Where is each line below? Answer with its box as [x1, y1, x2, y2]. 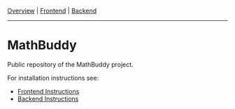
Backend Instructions [17, 94, 79, 103]
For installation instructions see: [7, 74, 99, 82]
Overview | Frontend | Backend [7, 7, 97, 15]
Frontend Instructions [17, 87, 80, 95]
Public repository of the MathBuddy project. [7, 60, 134, 69]
